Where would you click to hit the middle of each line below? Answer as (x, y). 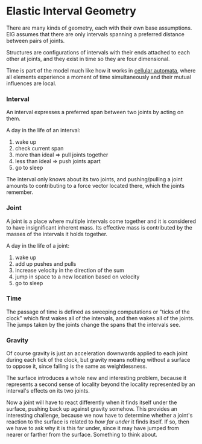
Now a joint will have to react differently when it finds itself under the (92, 402)
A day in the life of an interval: (43, 130)
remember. (20, 192)
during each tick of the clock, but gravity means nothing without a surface (98, 360)
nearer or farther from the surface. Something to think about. (82, 435)
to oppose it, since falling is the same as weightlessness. (77, 366)
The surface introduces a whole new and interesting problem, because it (96, 378)
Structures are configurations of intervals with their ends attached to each (98, 52)
